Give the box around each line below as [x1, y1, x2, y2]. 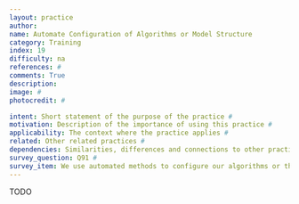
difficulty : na [9, 54, 66, 63]
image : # [9, 87, 42, 96]
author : [9, 21, 38, 30]
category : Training [9, 37, 82, 47]
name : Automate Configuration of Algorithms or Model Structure [9, 29, 253, 38]
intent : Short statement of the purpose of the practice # [9, 112, 233, 121]
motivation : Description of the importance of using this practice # [9, 120, 273, 129]
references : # [9, 63, 62, 72]
